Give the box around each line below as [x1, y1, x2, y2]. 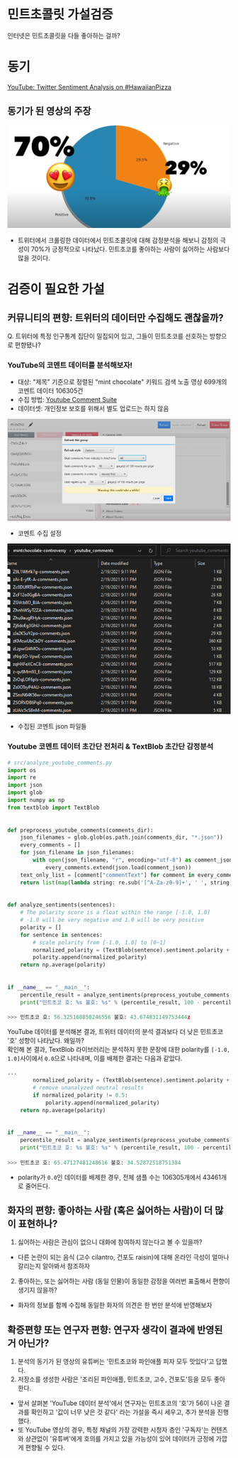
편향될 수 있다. [25, 1443, 65, 1452]
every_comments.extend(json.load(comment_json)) [45, 864, 192, 871]
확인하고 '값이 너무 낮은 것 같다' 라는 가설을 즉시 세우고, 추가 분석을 [30, 1408, 216, 1417]
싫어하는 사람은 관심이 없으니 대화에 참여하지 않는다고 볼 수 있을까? [17, 1238, 203, 1246]
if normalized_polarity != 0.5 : [33, 1092, 129, 1099]
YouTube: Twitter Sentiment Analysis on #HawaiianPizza [7, 82, 172, 91]
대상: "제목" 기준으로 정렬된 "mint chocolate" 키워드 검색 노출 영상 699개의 [17, 378, 227, 386]
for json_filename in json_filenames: [20, 849, 135, 856]
